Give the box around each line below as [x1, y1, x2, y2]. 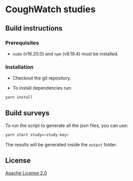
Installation [5, 63, 34, 70]
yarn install [5, 95, 33, 100]
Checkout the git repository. [12, 75, 72, 81]
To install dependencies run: [12, 85, 72, 91]
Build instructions [5, 24, 62, 33]
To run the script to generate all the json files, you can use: [5, 122, 128, 128]
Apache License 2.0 [5, 170, 47, 176]
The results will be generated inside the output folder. [5, 141, 118, 147]
